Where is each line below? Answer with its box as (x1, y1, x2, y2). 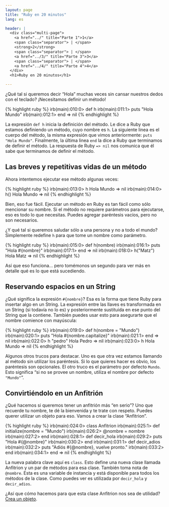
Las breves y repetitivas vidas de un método (5, 162, 147, 172)
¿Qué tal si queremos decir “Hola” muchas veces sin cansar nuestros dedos (5, 91, 163, 97)
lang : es (5, 17, 24, 22)
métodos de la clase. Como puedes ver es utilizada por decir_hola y (5, 475, 147, 482)
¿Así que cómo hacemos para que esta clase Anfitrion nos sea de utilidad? (5, 490, 160, 497)
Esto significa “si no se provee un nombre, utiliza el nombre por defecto (5, 369, 154, 375)
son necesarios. (5, 217, 39, 223)
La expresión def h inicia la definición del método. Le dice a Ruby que (5, 122, 150, 127)
